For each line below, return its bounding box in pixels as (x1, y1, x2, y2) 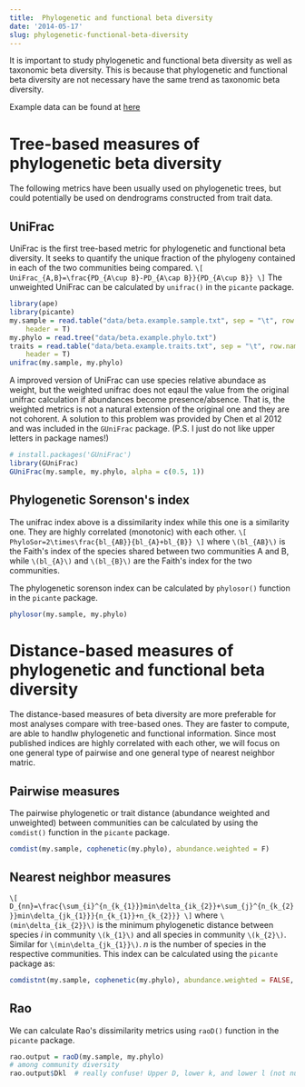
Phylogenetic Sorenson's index (9, 493, 191, 508)
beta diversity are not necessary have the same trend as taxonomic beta (9, 75, 280, 85)
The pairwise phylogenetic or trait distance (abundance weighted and (9, 808, 271, 819)
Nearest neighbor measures (9, 870, 172, 885)
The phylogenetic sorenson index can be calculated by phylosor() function (9, 583, 290, 593)
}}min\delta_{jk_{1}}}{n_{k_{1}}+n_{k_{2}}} (9, 911, 181, 921)
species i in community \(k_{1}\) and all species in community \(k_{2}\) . (9, 929, 287, 940)
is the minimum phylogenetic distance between (96, 919, 274, 930)
